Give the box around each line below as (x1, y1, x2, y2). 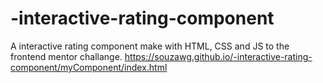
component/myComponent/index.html (10, 61, 168, 73)
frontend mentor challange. (10, 50, 123, 62)
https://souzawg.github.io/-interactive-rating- (124, 50, 313, 62)
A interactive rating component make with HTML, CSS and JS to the (10, 40, 290, 52)
